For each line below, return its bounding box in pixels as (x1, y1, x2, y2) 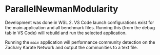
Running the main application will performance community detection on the (5, 39, 155, 45)
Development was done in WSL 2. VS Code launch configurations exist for (5, 19, 155, 25)
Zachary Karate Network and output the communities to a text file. (5, 44, 138, 50)
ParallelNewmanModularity (5, 3, 119, 15)
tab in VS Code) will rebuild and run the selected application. (5, 30, 127, 36)
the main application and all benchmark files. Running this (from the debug (5, 24, 155, 30)
